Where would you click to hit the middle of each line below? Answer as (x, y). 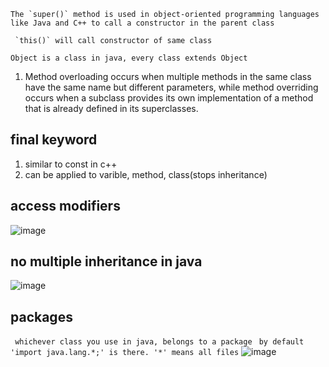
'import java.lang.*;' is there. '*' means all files (125, 353)
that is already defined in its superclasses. (111, 108)
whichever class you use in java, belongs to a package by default (159, 342)
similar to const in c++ (71, 164)
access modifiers (65, 206)
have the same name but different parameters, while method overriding (171, 87)
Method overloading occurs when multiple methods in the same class (168, 76)
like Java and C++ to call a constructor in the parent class (142, 23)
